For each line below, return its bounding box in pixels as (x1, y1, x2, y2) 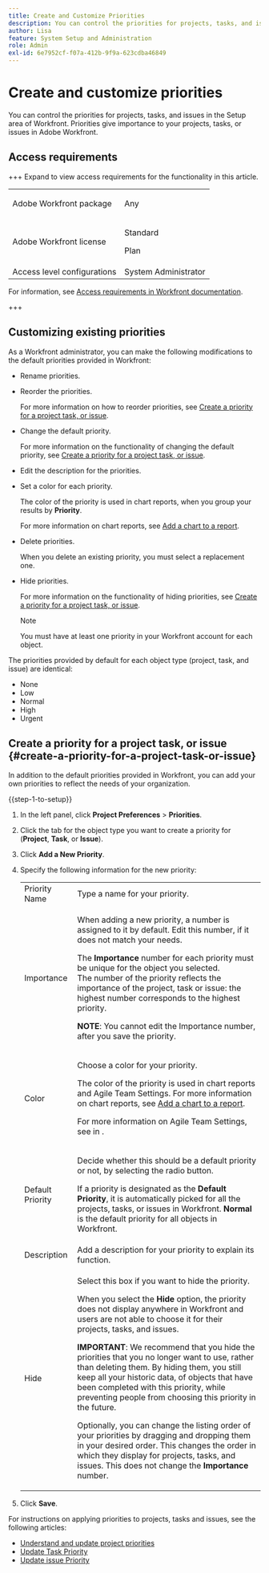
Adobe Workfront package (12, 197, 112, 209)
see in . (77, 1126, 104, 1137)
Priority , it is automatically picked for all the (77, 1193, 241, 1205)
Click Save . (19, 1498, 58, 1509)
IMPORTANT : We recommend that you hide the (77, 1342, 255, 1353)
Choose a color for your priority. (77, 1060, 198, 1071)
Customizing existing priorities (8, 326, 166, 339)
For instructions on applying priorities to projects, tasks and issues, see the (8, 1514, 256, 1524)
